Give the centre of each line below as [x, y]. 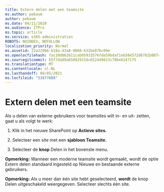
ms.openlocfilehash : [26, 55]
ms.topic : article [24, 32]
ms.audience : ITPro [25, 28]
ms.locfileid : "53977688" [31, 78]
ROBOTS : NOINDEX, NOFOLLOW [32, 42]
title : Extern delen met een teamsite [44, 10]
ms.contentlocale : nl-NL [30, 69]
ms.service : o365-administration [39, 37]
